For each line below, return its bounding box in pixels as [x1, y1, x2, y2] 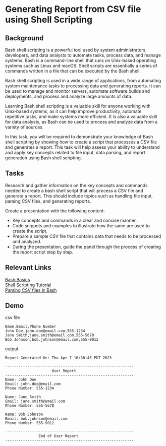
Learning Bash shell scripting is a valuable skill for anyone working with [5, 103, 151, 109]
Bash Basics [5, 276, 30, 282]
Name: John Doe [5, 377, 37, 382]
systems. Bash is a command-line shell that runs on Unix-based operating [5, 58, 156, 63]
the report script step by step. [12, 249, 73, 255]
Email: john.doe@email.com [5, 382, 61, 386]
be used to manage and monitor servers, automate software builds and [5, 88, 150, 94]
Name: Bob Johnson [5, 412, 43, 417]
